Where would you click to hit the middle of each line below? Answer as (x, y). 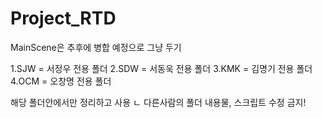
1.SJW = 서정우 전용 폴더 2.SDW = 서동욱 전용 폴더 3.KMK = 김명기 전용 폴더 (161, 68)
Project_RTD (63, 18)
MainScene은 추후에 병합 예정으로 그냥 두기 (96, 47)
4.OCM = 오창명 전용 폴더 (61, 81)
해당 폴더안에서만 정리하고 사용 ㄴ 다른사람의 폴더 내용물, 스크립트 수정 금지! (158, 102)
